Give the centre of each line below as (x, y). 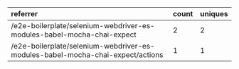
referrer (25, 14)
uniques (214, 14)
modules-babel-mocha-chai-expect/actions (87, 55)
